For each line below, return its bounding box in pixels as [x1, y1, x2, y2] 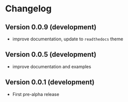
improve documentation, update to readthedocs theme [12, 36, 124, 42]
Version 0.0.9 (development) [5, 23, 97, 31]
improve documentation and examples [12, 63, 91, 70]
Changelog [5, 3, 52, 14]
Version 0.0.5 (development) [5, 50, 97, 59]
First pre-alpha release [12, 91, 60, 97]
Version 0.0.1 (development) [5, 78, 95, 87]
